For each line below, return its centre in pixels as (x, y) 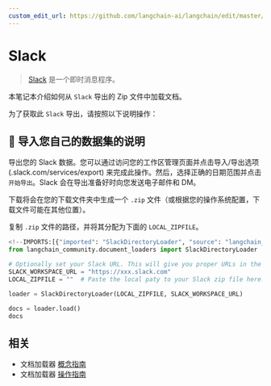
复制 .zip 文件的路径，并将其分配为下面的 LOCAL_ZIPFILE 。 (106, 227)
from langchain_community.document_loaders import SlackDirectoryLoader (133, 250)
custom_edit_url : (38, 16)
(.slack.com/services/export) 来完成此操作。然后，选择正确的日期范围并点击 (135, 172)
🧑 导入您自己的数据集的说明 (77, 141)
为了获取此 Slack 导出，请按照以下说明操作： (83, 113)
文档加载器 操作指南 (53, 374)
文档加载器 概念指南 (53, 364)
